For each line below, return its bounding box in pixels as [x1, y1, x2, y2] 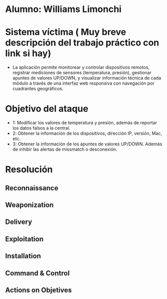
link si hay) [5, 48, 52, 59]
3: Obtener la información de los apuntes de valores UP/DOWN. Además [12, 141, 162, 147]
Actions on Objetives [5, 285, 72, 294]
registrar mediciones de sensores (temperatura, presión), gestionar [12, 70, 152, 76]
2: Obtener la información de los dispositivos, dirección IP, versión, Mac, [12, 130, 162, 136]
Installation [5, 252, 41, 260]
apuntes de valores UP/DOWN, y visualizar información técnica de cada [12, 75, 161, 81]
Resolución [5, 164, 53, 175]
